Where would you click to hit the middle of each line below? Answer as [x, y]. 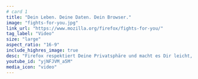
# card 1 [17, 12]
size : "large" [24, 39]
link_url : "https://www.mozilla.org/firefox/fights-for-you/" [85, 28]
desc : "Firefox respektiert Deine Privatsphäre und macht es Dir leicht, [100, 56]
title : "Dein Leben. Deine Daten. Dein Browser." [69, 17]
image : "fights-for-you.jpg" [42, 23]
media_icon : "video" [32, 67]
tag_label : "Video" [30, 34]
